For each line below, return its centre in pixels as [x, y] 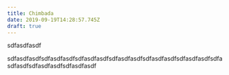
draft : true [24, 26]
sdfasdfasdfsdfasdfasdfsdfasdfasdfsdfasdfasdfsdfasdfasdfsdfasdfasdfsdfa [115, 59]
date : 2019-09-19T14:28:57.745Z [53, 20]
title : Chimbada [30, 13]
